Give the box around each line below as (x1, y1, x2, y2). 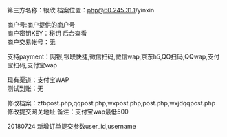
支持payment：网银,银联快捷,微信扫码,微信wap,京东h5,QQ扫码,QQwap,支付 (7, 52, 220, 61)
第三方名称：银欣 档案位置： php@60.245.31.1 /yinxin (7, 6, 155, 14)
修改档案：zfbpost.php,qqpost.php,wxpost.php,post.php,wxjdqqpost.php (7, 99, 216, 107)
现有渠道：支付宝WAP (7, 76, 69, 84)
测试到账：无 (7, 85, 43, 92)
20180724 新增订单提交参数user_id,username (7, 123, 136, 130)
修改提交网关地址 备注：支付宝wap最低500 (7, 107, 129, 116)
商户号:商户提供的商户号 (7, 21, 76, 29)
